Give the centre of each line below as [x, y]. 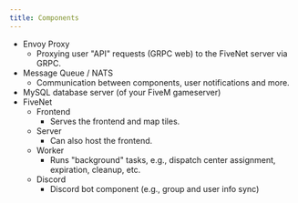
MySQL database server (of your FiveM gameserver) [122, 92]
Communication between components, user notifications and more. [163, 82]
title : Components [44, 18]
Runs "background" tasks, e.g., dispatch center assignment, [163, 159]
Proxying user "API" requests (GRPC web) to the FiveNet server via [162, 53]
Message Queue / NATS [68, 73]
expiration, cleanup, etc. [95, 169]
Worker [50, 150]
